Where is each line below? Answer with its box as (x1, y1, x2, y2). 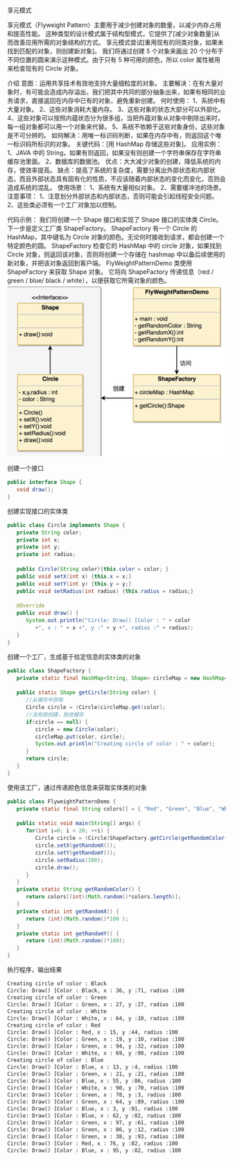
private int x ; (16, 536, 60, 544)
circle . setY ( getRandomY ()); (35, 849, 116, 856)
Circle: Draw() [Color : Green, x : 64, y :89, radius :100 (7, 1098, 185, 1105)
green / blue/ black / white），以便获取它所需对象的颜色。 (7, 277, 171, 284)
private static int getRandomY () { (16, 930, 119, 937)
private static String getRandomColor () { (16, 886, 141, 893)
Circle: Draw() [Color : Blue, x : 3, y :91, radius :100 (7, 1105, 178, 1112)
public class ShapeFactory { (7, 667, 92, 674)
